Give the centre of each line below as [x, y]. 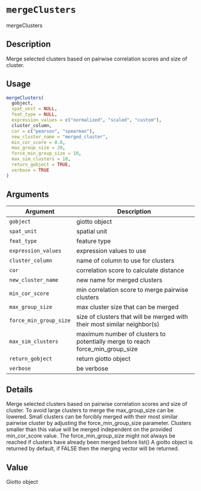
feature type [94, 241]
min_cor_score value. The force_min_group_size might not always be [91, 436]
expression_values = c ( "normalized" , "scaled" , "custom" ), [87, 120]
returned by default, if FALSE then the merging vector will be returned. [93, 448]
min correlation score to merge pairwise [132, 290]
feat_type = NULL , [35, 115]
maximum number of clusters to [121, 334]
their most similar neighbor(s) [118, 324]
